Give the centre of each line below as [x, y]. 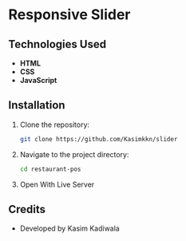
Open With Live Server [57, 184]
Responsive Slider [69, 15]
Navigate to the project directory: [74, 154]
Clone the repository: [55, 124]
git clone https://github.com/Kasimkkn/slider [99, 139]
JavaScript [38, 80]
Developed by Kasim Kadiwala [69, 228]
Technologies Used [57, 44]
